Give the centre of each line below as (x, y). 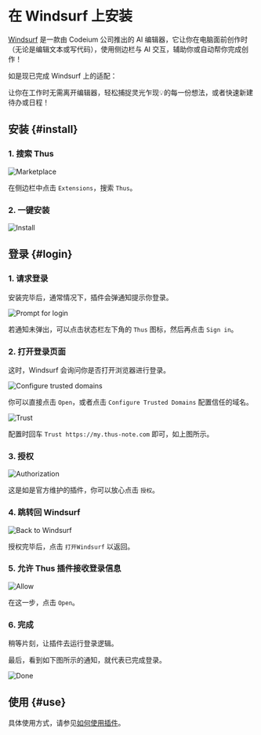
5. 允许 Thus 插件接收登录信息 (65, 568)
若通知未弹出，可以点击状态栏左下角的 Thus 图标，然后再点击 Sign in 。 (123, 329)
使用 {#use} (37, 702)
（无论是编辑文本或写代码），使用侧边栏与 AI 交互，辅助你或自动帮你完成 (125, 49)
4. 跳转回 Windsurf (44, 513)
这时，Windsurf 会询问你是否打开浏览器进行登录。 (89, 369)
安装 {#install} (43, 129)
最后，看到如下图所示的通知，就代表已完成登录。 (87, 660)
